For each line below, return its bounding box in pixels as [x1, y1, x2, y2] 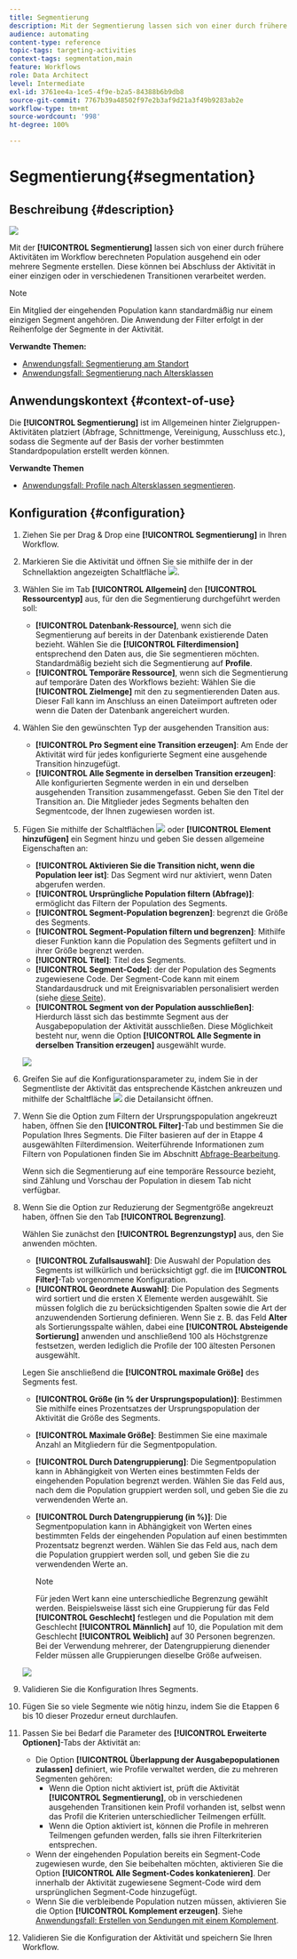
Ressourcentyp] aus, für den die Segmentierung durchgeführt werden [21, 593, 281, 604]
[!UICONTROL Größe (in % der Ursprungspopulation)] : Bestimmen [35, 1393, 282, 1404]
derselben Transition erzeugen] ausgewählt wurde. [35, 1040, 226, 1050]
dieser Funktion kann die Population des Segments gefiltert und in [35, 935, 277, 946]
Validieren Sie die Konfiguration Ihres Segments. [21, 1683, 199, 1694]
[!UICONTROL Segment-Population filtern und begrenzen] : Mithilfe [35, 926, 285, 936]
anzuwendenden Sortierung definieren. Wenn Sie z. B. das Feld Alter [35, 1312, 288, 1322]
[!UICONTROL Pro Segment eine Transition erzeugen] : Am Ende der [35, 739, 288, 750]
